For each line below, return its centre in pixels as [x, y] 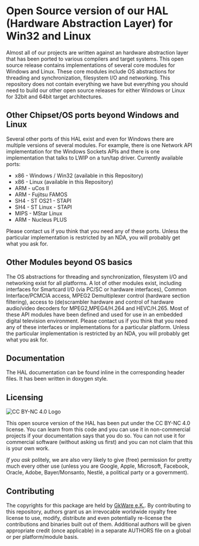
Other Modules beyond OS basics [69, 262]
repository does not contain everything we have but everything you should [97, 84]
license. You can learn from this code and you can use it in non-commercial [98, 430]
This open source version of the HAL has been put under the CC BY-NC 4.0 [98, 423]
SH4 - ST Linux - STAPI [43, 207]
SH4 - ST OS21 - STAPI [43, 200]
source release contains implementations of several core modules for [91, 65]
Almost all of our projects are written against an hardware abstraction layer [97, 52]
